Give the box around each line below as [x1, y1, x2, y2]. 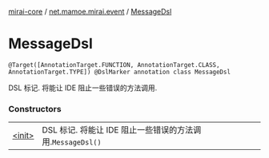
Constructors [8, 103, 62, 114]
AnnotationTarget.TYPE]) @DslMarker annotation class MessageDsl [8, 68, 231, 76]
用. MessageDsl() [42, 136, 102, 148]
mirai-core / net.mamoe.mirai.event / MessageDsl [8, 7, 172, 16]
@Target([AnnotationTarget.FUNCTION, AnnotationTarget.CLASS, [8, 61, 220, 69]
